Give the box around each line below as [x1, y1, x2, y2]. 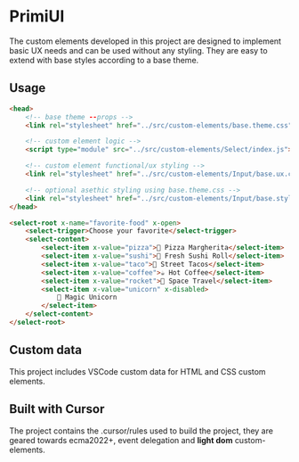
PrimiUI [9, 6, 65, 27]
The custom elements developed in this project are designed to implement [9, 36, 282, 46]
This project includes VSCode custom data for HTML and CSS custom [9, 366, 266, 376]
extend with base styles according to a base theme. [9, 54, 199, 65]
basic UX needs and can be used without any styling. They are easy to [9, 45, 269, 55]
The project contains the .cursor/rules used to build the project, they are [9, 425, 274, 436]
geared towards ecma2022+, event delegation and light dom [9, 434, 233, 445]
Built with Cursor [9, 401, 105, 417]
